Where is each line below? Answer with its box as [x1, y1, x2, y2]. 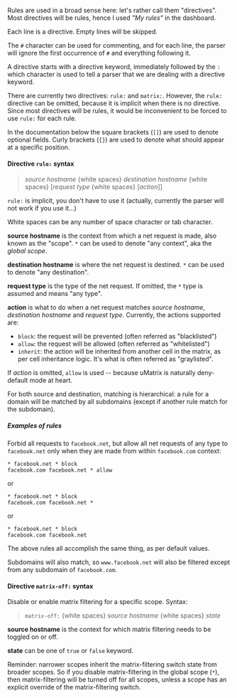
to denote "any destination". [7, 268, 89, 277]
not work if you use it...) [7, 204, 77, 213]
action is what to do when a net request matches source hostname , [7, 303, 206, 312]
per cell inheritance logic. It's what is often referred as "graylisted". [17, 355, 214, 364]
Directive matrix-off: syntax [7, 581, 94, 590]
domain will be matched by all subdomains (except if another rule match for [7, 398, 228, 406]
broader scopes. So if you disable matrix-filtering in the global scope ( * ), [7, 668, 220, 677]
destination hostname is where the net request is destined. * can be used [7, 260, 225, 269]
